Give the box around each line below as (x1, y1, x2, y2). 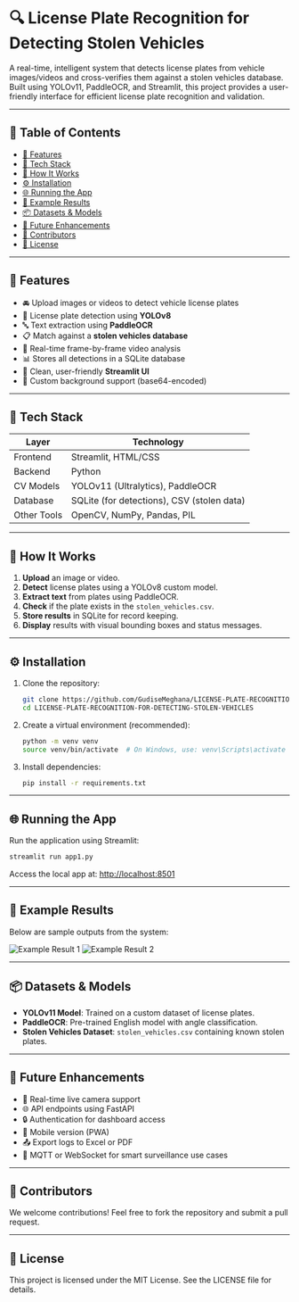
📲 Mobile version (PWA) (21, 1126, 109, 1137)
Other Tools (13, 509, 63, 521)
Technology (132, 435, 184, 448)
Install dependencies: (21, 761, 101, 772)
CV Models (13, 480, 61, 493)
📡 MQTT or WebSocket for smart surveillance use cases (21, 1149, 229, 1160)
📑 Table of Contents (9, 125, 121, 140)
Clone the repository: (21, 678, 101, 688)
